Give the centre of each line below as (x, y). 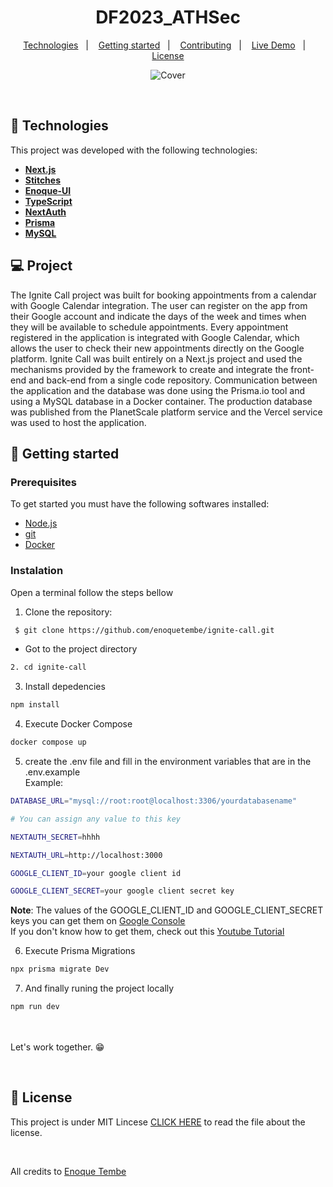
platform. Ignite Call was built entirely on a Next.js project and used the (156, 358)
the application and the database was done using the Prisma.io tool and (157, 390)
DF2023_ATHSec (168, 17)
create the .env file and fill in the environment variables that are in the (168, 762)
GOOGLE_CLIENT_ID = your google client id (96, 873)
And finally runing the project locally (99, 988)
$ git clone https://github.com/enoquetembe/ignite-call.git (144, 630)
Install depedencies (65, 687)
